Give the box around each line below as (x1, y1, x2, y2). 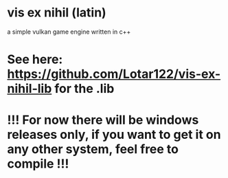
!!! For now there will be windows (7, 112, 199, 128)
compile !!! (7, 156, 69, 172)
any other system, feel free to (7, 142, 179, 157)
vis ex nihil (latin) (7, 5, 106, 21)
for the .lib (54, 81, 115, 97)
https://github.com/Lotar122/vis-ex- (7, 67, 221, 82)
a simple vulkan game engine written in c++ (7, 27, 131, 36)
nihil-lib (7, 81, 52, 97)
